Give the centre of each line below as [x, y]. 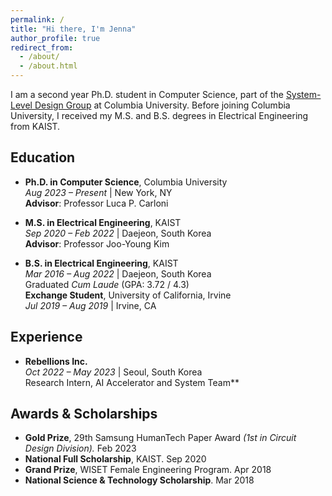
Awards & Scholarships [84, 414]
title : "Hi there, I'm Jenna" [73, 29]
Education [43, 157]
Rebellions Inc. [56, 361]
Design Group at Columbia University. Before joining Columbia [162, 105]
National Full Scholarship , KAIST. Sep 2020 [115, 459]
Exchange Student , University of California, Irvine [128, 295]
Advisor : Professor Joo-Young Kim [97, 243]
